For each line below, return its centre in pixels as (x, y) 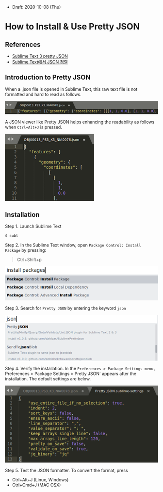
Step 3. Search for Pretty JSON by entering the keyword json (65, 308)
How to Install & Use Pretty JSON (72, 27)
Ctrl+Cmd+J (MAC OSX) (36, 485)
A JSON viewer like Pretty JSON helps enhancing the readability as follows (80, 122)
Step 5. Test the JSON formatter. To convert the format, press (66, 470)
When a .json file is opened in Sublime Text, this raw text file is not (71, 89)
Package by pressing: (25, 250)
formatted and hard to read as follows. (43, 94)
